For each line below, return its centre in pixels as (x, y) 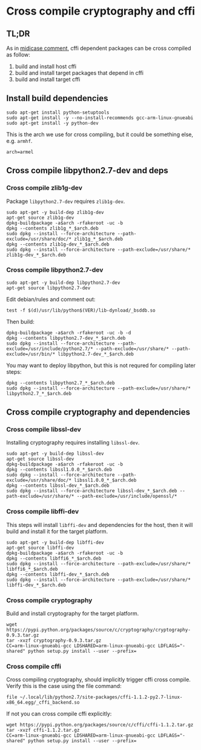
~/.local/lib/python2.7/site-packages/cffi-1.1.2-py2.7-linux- (101, 697)
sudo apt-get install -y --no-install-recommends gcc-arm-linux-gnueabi (100, 118)
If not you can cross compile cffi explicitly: (59, 714)
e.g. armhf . (19, 140)
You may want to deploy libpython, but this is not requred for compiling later (101, 365)
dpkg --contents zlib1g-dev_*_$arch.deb (58, 244)
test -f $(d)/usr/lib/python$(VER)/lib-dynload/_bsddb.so (81, 310)
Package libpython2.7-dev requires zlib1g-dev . (66, 201)
